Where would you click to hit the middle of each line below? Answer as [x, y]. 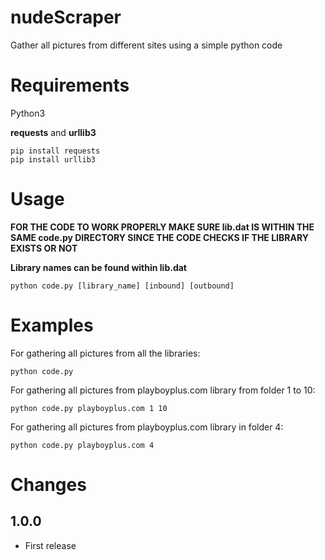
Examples [52, 325]
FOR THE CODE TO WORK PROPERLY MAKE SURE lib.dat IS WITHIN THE [162, 227]
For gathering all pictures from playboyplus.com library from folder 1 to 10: [163, 390]
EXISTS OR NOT [44, 248]
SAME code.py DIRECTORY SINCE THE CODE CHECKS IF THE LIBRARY [159, 237]
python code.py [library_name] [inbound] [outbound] [122, 286]
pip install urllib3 [53, 159]
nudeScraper [66, 17]
